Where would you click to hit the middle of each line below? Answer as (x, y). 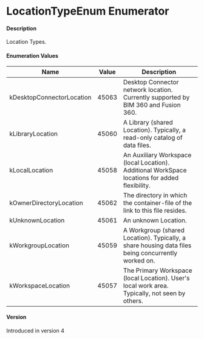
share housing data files (157, 245)
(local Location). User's (156, 278)
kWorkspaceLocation (40, 286)
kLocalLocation (31, 170)
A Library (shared (148, 122)
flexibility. (137, 185)
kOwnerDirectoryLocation (46, 203)
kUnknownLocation (37, 220)
